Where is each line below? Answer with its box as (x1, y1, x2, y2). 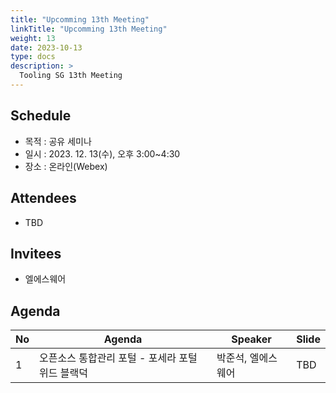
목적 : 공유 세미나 (24, 135, 92, 147)
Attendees (10, 190, 77, 207)
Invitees (10, 245, 62, 262)
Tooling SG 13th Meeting (19, 71, 123, 81)
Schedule (10, 107, 72, 125)
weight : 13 (10, 33, 56, 43)
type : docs (10, 52, 56, 62)
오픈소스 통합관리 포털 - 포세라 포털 (39, 351, 198, 365)
